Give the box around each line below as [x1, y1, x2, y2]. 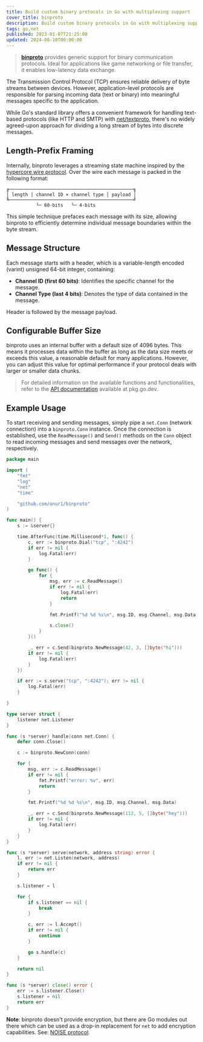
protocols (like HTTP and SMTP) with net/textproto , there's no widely [23, 115, 195, 123]
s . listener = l [17, 883, 56, 889]
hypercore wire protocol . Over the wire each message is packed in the [6, 168, 181, 175]
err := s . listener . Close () [17, 988, 85, 994]
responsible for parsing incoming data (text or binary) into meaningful [6, 91, 180, 98]
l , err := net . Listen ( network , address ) [17, 855, 120, 861]
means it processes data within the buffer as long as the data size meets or [6, 348, 193, 355]
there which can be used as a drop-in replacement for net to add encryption [6, 1022, 196, 1029]
